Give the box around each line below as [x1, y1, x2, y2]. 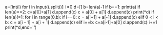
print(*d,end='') [5, 24, 37, 30]
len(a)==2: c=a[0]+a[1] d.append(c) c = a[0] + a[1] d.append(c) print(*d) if [5, 9, 155, 15]
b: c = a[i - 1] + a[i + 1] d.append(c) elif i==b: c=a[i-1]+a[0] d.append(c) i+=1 [5, 19, 158, 25]
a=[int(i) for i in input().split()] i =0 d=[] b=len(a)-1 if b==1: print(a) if [5, 4, 141, 10]
